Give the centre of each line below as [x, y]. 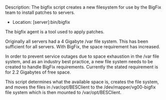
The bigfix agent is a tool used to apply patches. [55, 32]
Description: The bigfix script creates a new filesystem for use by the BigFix [83, 7]
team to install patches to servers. [40, 12]
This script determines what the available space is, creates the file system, [82, 82]
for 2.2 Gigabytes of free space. [38, 72]
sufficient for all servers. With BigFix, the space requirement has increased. [83, 47]
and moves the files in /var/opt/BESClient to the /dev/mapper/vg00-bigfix [80, 87]
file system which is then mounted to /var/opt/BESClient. [63, 92]
